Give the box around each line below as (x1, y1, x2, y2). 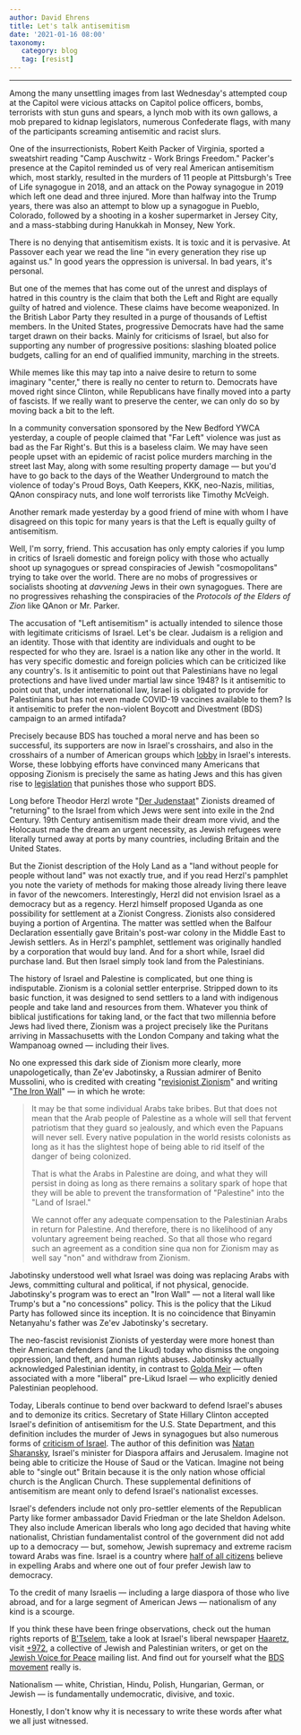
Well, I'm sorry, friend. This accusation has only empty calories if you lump (9, 544, 285, 554)
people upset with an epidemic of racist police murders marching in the (9, 451, 273, 462)
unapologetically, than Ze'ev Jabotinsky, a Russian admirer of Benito (9, 1067, 262, 1077)
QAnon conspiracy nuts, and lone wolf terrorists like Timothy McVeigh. (9, 490, 270, 500)
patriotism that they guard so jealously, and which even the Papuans (30, 1122, 284, 1133)
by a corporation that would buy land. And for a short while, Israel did (9, 946, 265, 956)
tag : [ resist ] (21, 55, 74, 64)
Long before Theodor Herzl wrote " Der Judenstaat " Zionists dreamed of (9, 796, 276, 806)
